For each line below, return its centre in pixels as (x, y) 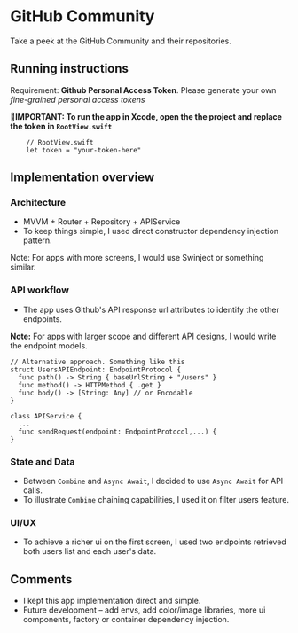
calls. (32, 490)
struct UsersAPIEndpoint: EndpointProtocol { (95, 370)
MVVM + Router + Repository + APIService (102, 222)
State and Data (43, 461)
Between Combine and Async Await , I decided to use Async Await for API (153, 481)
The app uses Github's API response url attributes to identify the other (151, 309)
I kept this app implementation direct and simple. (112, 601)
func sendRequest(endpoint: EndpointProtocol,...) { (118, 432)
